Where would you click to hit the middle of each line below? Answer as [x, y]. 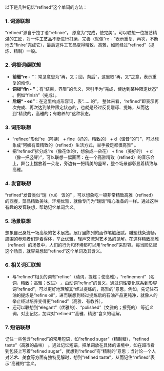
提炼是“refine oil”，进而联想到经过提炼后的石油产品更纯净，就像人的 [89, 295]
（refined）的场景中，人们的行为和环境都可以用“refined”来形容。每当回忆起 [81, 245]
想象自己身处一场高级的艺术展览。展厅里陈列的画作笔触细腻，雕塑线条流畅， [82, 233]
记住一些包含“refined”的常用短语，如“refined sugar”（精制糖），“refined [77, 339]
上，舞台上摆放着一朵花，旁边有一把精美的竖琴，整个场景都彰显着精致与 [85, 163]
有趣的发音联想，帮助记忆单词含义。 [41, 207]
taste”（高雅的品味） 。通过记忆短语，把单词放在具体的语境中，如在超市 [78, 345]
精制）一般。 [26, 51]
